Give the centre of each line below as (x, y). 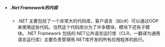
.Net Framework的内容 (34, 7)
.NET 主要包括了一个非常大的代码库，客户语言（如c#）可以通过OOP (88, 21)
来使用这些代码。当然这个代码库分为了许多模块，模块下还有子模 (84, 27)
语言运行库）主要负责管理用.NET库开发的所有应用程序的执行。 (82, 39)
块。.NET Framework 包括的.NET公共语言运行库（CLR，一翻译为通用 (89, 33)
